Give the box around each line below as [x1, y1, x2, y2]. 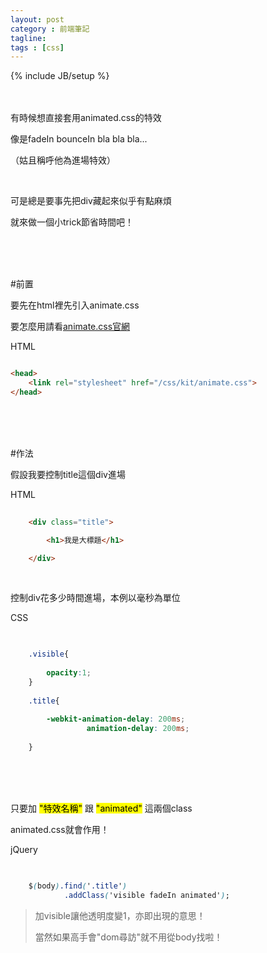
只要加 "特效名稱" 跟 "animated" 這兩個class [10, 802, 193, 814]
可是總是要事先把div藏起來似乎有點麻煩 [10, 195, 172, 207]
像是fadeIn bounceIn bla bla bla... [10, 133, 148, 145]
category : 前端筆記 [10, 24, 90, 34]
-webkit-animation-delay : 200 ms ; [46, 714, 186, 725]
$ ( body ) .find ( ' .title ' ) [28, 881, 128, 891]
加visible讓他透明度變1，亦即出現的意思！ [34, 909, 206, 921]
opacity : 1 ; [46, 668, 92, 678]
